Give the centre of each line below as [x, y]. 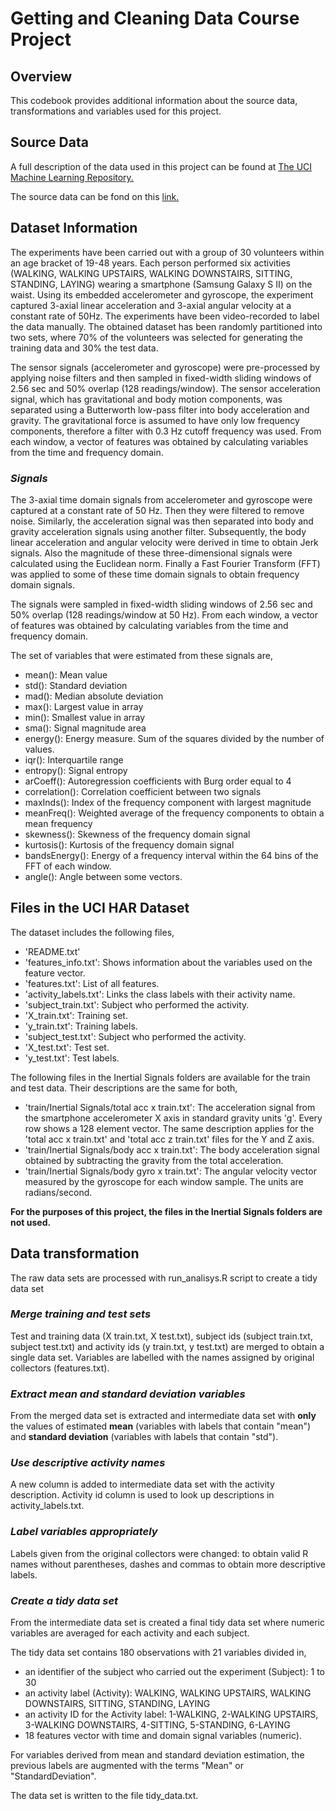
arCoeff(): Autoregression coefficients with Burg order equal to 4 [158, 781]
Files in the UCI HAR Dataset [100, 908]
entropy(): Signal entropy [76, 770]
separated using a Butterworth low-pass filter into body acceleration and [160, 409]
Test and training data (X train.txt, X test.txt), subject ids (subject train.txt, [161, 1336]
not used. [31, 1222]
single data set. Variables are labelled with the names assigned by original [162, 1357]
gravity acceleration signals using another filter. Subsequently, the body [158, 531]
